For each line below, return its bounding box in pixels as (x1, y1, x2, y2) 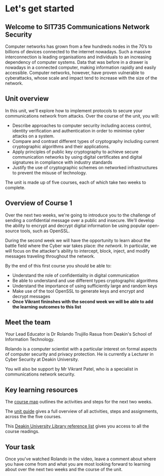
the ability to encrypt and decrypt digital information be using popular (5, 222, 146, 228)
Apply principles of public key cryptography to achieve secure (12, 149, 139, 155)
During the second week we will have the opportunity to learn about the (5, 237, 151, 243)
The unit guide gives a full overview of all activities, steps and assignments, (5, 408, 159, 414)
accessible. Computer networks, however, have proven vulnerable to (5, 70, 145, 76)
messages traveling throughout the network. (5, 253, 95, 259)
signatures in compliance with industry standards (12, 159, 112, 165)
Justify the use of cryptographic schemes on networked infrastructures (12, 164, 158, 171)
